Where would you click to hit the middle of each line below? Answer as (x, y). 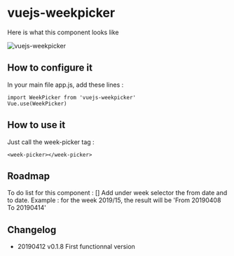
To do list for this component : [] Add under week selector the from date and (117, 193)
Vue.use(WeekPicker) (37, 104)
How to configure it (50, 68)
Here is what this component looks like (63, 32)
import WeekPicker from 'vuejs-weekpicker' (72, 97)
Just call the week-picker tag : (51, 142)
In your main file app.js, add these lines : (66, 85)
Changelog (32, 230)
